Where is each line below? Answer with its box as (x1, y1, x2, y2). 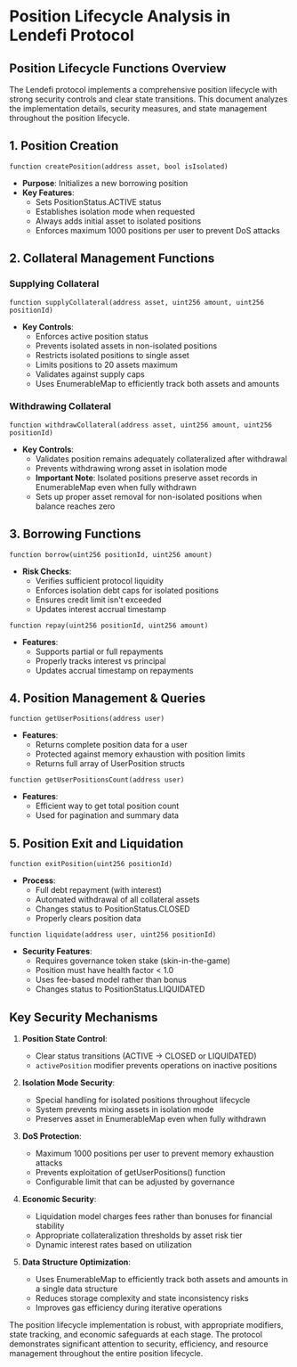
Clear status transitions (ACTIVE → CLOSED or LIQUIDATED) (35, 1051, 257, 1061)
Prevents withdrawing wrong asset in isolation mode (35, 462, 228, 473)
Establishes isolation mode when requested (35, 206, 196, 217)
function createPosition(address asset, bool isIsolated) (9, 162, 229, 171)
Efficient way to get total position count (35, 800, 180, 812)
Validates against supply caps (35, 368, 145, 380)
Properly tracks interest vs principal (35, 655, 166, 666)
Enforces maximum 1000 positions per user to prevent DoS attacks (35, 225, 280, 235)
